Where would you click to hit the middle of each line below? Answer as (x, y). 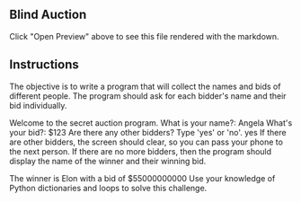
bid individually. (38, 105)
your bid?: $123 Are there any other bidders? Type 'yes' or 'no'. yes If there (148, 132)
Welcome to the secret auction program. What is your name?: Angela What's (151, 123)
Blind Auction (48, 15)
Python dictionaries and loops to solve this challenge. (108, 188)
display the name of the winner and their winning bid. (108, 161)
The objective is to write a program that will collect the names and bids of (145, 86)
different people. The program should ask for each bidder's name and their (148, 96)
